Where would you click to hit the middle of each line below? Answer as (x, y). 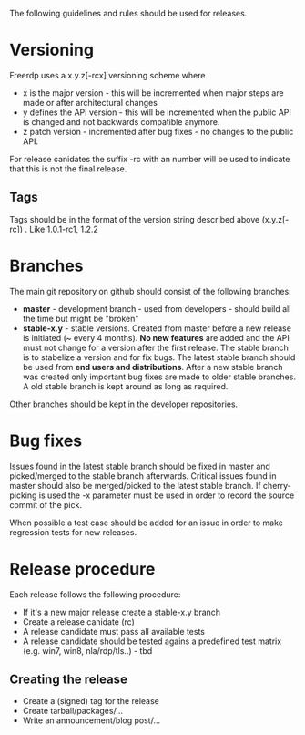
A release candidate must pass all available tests (114, 631)
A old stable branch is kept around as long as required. (125, 386)
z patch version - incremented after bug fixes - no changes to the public (158, 131)
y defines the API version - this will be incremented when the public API (157, 112)
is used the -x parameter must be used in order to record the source (167, 495)
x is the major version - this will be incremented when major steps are (153, 93)
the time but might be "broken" (81, 318)
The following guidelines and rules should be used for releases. (128, 13)
